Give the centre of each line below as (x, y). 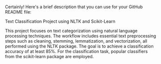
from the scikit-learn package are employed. (49, 57)
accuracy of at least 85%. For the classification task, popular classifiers (76, 51)
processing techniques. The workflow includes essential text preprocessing (80, 36)
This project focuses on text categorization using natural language (71, 31)
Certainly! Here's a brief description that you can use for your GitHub (74, 7)
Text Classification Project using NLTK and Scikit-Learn (60, 21)
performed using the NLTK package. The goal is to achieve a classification (79, 46)
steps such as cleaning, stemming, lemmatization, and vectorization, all (76, 41)
